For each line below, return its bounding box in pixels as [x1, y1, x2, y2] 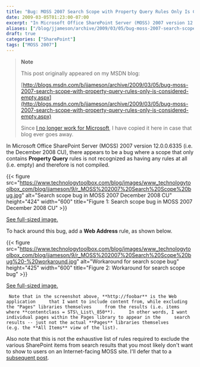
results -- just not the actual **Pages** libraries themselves [6, 319, 169, 325]
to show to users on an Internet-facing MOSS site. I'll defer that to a [6, 347, 172, 355]
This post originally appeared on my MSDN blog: [20, 70, 140, 77]
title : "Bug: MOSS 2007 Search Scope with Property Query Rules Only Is [6, 8, 190, 15]
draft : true [6, 31, 36, 37]
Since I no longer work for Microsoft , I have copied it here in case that [20, 124, 192, 131]
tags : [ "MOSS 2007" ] [6, 42, 58, 48]
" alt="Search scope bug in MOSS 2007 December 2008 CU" [21, 192, 173, 199]
